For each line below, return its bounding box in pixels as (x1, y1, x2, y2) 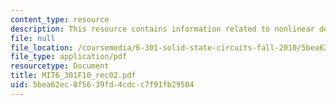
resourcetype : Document (10, 61, 110, 71)
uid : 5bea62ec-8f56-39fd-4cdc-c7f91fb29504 (10, 80, 195, 90)
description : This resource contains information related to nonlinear (10, 24, 315, 34)
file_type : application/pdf (10, 52, 128, 62)
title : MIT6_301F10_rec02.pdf (10, 71, 137, 81)
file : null (10, 33, 56, 43)
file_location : (10, 42, 74, 53)
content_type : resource (10, 14, 110, 25)
